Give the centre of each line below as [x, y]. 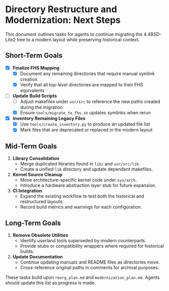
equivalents [32, 90]
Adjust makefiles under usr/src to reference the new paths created [90, 102]
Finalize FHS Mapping [36, 68]
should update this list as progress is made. [51, 282]
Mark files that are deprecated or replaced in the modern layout [86, 130]
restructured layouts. [42, 202]
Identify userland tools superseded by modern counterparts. [83, 240]
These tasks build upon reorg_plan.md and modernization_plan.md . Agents [82, 277]
